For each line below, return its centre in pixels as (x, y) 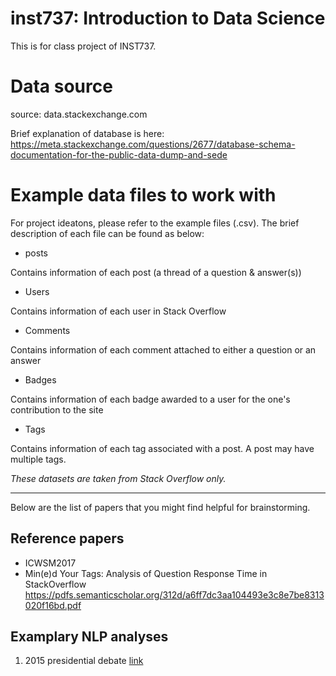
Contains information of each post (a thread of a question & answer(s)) (156, 272)
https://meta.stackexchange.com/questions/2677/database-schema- (153, 144)
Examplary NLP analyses (89, 637)
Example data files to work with (143, 195)
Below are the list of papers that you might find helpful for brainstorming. (160, 507)
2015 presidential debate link (84, 661)
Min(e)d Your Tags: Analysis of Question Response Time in (146, 573)
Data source (61, 86)
